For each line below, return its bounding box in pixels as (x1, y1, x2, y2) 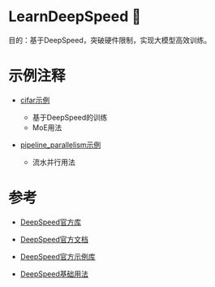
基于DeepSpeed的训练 (32, 112, 108, 122)
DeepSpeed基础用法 (19, 268, 89, 279)
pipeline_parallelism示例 (19, 140, 101, 150)
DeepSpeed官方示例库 (19, 251, 96, 261)
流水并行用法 (32, 157, 75, 167)
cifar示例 (19, 95, 50, 105)
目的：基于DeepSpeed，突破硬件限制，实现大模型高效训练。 (8, 35, 212, 45)
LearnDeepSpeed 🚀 (8, 7, 142, 26)
